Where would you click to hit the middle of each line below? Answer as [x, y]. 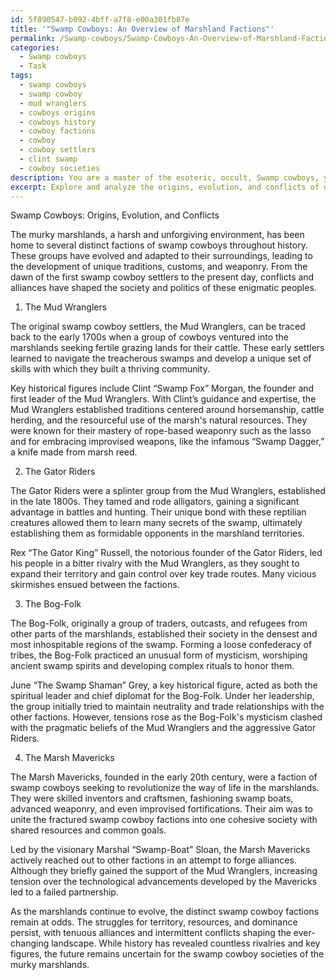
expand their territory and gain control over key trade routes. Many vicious [163, 574]
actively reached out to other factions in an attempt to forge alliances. [153, 860]
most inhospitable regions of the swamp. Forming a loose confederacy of [161, 645]
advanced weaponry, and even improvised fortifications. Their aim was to [161, 809]
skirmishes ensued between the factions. [95, 585]
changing [30, 943]
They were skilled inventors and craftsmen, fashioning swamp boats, [152, 798]
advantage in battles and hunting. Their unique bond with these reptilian [158, 512]
